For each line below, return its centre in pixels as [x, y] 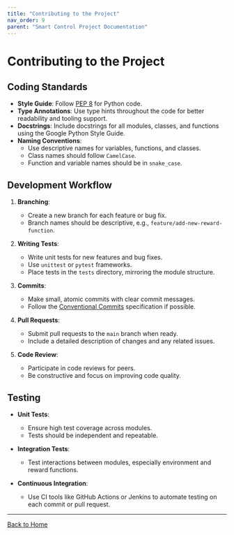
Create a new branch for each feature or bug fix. [97, 215]
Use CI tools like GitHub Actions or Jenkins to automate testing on [122, 497]
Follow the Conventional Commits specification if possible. [112, 307]
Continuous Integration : [53, 483]
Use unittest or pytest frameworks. [80, 265]
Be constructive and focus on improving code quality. [104, 376]
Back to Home [28, 524]
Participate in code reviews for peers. [81, 368]
